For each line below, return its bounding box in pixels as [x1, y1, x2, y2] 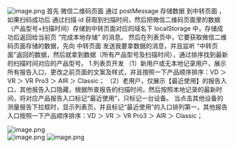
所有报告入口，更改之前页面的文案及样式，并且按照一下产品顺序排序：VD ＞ [7, 68, 227, 76]
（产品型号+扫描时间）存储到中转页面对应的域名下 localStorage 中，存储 [7, 24, 217, 32]
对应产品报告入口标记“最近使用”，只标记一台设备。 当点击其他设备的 [25, 94, 224, 102]
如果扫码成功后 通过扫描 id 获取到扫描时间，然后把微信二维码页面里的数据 [7, 15, 221, 24]
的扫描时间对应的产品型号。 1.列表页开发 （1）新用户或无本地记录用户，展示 [7, 59, 227, 67]
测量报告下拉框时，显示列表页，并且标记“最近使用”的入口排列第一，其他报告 [7, 103, 228, 111]
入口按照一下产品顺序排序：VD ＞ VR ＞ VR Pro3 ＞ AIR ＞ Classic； [7, 112, 203, 119]
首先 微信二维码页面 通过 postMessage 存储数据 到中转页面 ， [46, 7, 226, 15]
